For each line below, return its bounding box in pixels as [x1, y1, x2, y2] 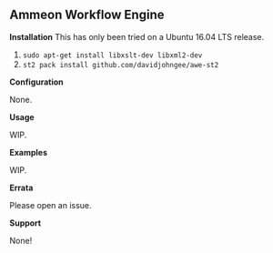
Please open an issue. [9, 199, 93, 210]
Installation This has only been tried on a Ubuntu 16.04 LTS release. [9, 31, 265, 42]
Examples [9, 147, 48, 157]
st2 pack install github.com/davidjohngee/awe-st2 [22, 60, 219, 69]
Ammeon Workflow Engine [9, 7, 165, 23]
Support [9, 218, 42, 228]
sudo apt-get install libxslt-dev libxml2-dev [22, 50, 203, 60]
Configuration [9, 76, 64, 87]
